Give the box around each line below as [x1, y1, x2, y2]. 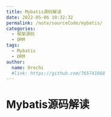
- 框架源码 [11, 31, 35, 37]
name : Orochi [11, 64, 44, 71]
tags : [6, 43, 20, 49]
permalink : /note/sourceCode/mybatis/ [6, 20, 103, 26]
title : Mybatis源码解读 [6, 8, 61, 15]
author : [6, 59, 26, 65]
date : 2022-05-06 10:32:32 [6, 14, 73, 20]
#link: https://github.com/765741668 [11, 70, 106, 76]
